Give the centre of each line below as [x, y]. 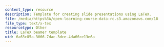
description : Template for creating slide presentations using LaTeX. [78, 14]
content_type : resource [29, 10]
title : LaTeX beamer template [36, 32]
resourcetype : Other [26, 28]
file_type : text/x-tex [28, 23]
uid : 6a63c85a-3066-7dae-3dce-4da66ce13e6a [50, 37]
